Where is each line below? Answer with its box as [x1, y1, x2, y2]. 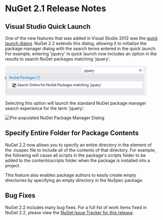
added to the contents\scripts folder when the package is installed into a [5, 157, 150, 163]
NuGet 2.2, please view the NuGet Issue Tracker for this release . [5, 209, 134, 215]
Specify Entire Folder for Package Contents [5, 129, 139, 137]
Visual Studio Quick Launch [5, 22, 91, 31]
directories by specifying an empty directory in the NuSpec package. [5, 177, 144, 183]
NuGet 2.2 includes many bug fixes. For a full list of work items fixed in [5, 204, 147, 210]
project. [5, 162, 21, 168]
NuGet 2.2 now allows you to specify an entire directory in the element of [5, 142, 152, 148]
